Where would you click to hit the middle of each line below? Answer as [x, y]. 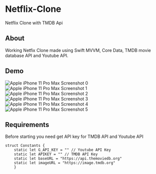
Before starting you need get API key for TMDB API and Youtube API [74, 136]
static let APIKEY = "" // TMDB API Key [56, 154]
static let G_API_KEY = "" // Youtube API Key [62, 150]
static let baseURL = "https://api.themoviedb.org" [68, 159]
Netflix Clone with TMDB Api [34, 23]
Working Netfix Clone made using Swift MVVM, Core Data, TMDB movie [78, 50]
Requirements [27, 125]
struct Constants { [25, 146]
